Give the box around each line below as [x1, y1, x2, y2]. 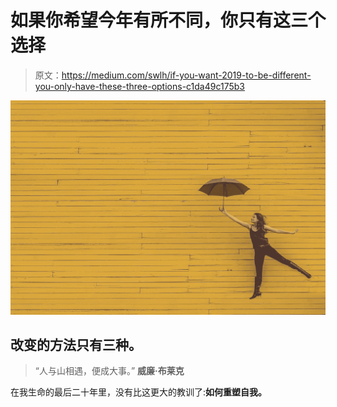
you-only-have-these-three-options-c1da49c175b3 [34, 80, 245, 92]
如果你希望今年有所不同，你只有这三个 [10, 9, 327, 32]
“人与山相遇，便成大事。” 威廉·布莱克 [34, 365, 185, 377]
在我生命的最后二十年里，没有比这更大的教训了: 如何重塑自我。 [10, 386, 268, 398]
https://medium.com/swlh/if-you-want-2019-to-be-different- [61, 69, 312, 81]
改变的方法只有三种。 [10, 336, 142, 353]
